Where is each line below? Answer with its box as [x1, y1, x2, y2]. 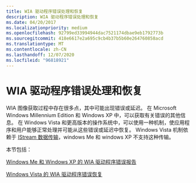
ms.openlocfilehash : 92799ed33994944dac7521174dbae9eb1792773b [6, 30, 164, 36]
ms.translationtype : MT [6, 41, 64, 47]
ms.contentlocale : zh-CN [6, 47, 67, 52]
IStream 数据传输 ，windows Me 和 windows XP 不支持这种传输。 [17, 133, 174, 140]
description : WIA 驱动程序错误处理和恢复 [6, 14, 99, 20]
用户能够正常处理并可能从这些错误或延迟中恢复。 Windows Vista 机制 [16, 126, 183, 133]
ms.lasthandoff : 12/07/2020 [6, 52, 75, 58]
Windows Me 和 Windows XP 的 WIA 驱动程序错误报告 [6, 159, 137, 166]
